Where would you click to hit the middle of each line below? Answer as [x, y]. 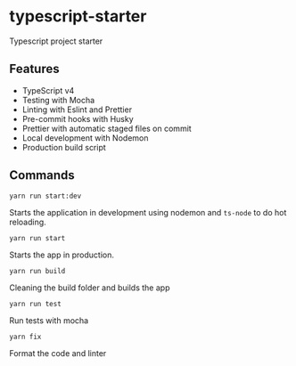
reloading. [28, 222]
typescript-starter [78, 16]
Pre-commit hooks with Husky [78, 118]
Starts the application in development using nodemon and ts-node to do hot [148, 212]
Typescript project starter [56, 41]
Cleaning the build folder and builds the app [90, 288]
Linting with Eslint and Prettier [77, 110]
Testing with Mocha [58, 100]
